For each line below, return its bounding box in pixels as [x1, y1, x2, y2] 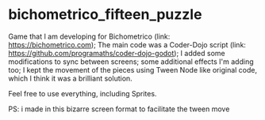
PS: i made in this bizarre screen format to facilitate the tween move [8, 104, 230, 114]
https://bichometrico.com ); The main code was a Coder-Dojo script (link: [8, 39, 246, 49]
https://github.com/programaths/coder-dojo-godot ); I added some [8, 48, 225, 58]
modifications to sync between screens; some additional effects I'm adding [8, 57, 254, 66]
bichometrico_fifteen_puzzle [8, 6, 202, 24]
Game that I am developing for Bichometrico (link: [8, 32, 171, 41]
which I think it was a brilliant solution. [8, 73, 132, 83]
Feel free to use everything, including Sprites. [8, 88, 157, 98]
